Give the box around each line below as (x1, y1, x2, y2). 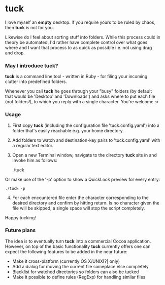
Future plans (5, 227, 36, 234)
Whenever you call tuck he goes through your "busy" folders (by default (5, 88, 152, 94)
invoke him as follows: (12, 157, 58, 163)
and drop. (5, 50, 25, 56)
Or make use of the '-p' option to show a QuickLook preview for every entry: (5, 176, 160, 182)
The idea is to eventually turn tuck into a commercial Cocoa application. (5, 238, 151, 244)
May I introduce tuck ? (5, 62, 58, 69)
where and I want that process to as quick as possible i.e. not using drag (5, 44, 152, 50)
